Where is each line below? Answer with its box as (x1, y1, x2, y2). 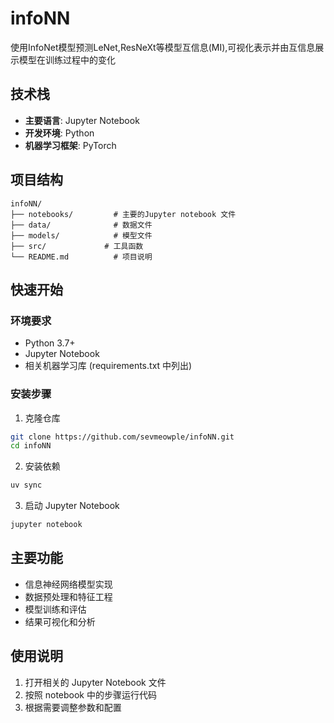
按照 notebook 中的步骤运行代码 (24, 688, 157, 701)
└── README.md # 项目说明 (10, 252, 153, 262)
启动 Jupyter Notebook (24, 500, 120, 512)
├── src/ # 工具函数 (10, 241, 144, 251)
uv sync (10, 480, 43, 491)
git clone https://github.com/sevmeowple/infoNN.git (10, 432, 235, 442)
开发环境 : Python (24, 127, 95, 139)
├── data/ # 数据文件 (10, 220, 153, 230)
